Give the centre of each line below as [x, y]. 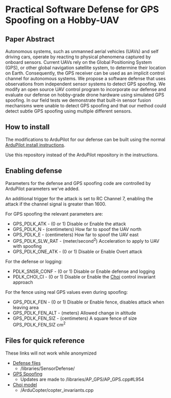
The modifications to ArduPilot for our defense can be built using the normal [85, 139]
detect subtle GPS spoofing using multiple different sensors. [69, 111]
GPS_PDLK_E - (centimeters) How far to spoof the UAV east [76, 235]
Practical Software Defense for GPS [82, 9]
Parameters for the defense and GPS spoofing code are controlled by [78, 183]
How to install [28, 127]
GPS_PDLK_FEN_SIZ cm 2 [39, 324]
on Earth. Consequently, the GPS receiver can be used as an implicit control [85, 73]
